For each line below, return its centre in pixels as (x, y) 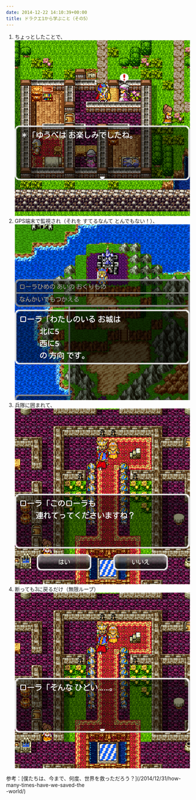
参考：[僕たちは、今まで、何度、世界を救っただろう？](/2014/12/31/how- (94, 778)
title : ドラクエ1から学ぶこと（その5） (48, 18)
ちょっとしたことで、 (40, 37)
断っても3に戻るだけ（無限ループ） (57, 589)
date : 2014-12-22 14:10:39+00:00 (47, 12)
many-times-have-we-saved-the (45, 785)
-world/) (16, 791)
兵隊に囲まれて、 (35, 405)
